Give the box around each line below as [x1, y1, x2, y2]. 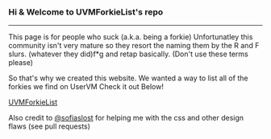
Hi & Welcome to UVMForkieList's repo [8, 6, 164, 18]
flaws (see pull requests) [8, 121, 91, 131]
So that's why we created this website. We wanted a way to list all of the [8, 73, 248, 83]
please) [8, 58, 34, 67]
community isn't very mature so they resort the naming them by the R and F [8, 41, 260, 51]
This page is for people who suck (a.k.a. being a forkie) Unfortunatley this [8, 32, 253, 42]
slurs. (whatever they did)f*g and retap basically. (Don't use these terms [8, 49, 248, 59]
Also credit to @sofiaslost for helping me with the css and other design [8, 113, 244, 123]
